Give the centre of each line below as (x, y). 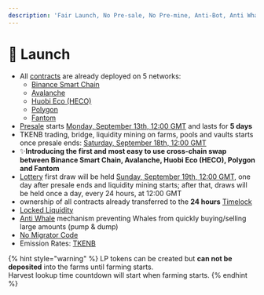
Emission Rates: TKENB (57, 243)
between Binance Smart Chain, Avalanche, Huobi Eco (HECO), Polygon (137, 160)
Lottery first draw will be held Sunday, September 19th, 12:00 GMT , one (135, 177)
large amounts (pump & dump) (69, 226)
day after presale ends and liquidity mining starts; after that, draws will (133, 184)
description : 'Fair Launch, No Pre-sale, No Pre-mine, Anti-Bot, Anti (126, 15)
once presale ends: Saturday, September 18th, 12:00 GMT (113, 143)
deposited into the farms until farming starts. (81, 267)
